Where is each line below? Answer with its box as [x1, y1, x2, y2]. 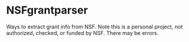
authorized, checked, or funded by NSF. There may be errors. [6, 29, 159, 36]
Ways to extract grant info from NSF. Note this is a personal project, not [6, 23, 183, 30]
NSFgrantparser [6, 4, 88, 17]
